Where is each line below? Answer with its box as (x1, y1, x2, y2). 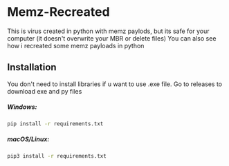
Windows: (7, 103, 37, 111)
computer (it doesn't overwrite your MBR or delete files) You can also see (7, 34, 217, 42)
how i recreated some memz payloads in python (7, 41, 145, 50)
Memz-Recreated (7, 4, 110, 20)
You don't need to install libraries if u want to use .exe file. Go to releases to (7, 80, 223, 88)
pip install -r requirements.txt (7, 120, 104, 127)
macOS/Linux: (7, 135, 50, 143)
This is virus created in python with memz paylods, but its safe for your (7, 27, 210, 35)
